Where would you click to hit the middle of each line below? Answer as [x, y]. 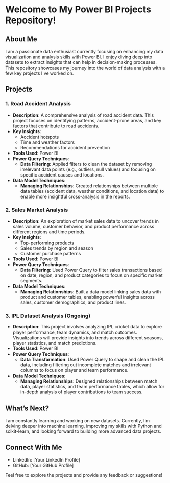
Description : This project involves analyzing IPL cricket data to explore [87, 327]
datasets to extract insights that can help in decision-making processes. [81, 62]
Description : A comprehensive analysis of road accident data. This [83, 115]
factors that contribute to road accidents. [56, 126]
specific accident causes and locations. [62, 174]
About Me [21, 39]
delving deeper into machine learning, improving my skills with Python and [83, 426]
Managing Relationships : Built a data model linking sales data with [91, 291]
